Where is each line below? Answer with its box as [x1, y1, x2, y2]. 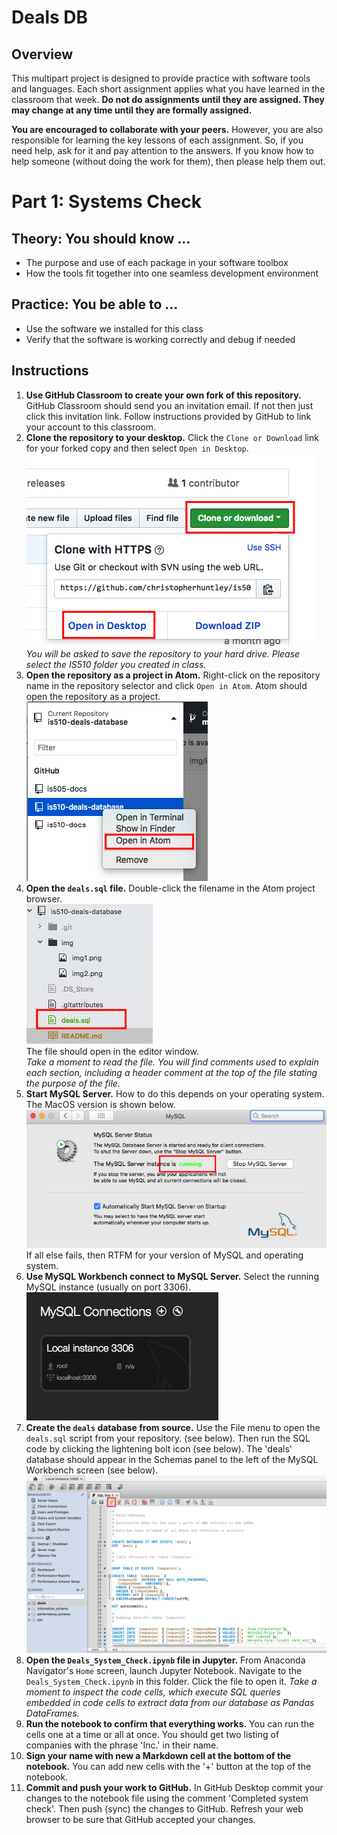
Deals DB [11, 6, 89, 29]
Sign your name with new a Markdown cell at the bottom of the [25, 1750, 292, 1762]
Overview [11, 46, 74, 63]
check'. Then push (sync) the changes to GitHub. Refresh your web [25, 1803, 304, 1815]
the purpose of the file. [25, 1077, 121, 1089]
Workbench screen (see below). [25, 1464, 159, 1476]
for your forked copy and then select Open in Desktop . [25, 442, 249, 454]
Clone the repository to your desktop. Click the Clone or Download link [25, 431, 319, 443]
